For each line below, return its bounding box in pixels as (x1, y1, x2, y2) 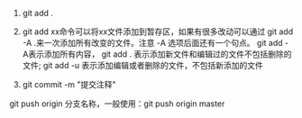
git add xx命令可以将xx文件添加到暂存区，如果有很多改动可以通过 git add (22, 26, 294, 37)
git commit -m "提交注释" (22, 79, 116, 89)
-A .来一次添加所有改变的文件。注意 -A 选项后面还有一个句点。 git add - (22, 38, 289, 48)
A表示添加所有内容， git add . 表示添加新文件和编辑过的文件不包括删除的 (22, 49, 292, 59)
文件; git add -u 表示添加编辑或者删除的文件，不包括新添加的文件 (22, 60, 264, 70)
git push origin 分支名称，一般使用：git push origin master (9, 98, 225, 109)
